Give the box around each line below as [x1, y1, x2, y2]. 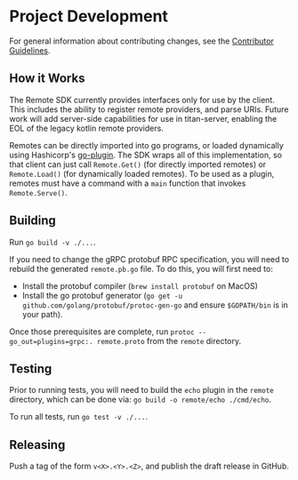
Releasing [9, 437, 66, 452]
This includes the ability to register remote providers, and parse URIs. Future [9, 104, 289, 115]
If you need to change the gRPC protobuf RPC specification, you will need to [9, 253, 290, 264]
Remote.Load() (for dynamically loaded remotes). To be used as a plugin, [9, 168, 275, 179]
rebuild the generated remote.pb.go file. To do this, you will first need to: [9, 263, 273, 274]
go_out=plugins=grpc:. [9, 337, 93, 346]
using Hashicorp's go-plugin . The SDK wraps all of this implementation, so [9, 149, 283, 160]
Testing [9, 361, 52, 376]
